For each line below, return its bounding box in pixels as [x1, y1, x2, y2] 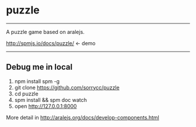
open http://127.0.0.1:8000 [14, 102, 77, 109]
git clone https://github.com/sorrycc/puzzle [14, 84, 120, 91]
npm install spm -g [14, 77, 60, 85]
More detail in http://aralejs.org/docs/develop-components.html [6, 114, 159, 121]
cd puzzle [14, 90, 39, 97]
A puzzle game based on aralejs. [6, 28, 85, 35]
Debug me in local [6, 62, 73, 72]
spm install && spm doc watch [14, 96, 87, 103]
